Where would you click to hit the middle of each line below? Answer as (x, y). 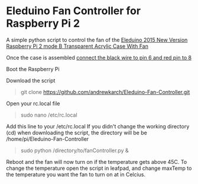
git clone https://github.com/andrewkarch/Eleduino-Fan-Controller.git (105, 92)
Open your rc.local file (33, 103)
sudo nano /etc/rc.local (49, 115)
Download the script (31, 80)
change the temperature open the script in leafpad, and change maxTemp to (99, 168)
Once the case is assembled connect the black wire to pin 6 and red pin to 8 (99, 57)
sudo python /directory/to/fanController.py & (74, 150)
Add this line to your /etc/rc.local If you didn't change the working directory (98, 126)
